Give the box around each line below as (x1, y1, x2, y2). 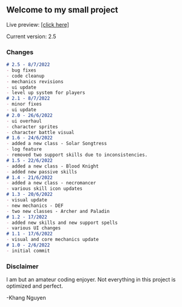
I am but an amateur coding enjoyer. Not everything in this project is (6, 276, 176, 283)
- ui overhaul (6, 118, 42, 124)
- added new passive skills (6, 169, 78, 175)
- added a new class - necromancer (6, 180, 96, 186)
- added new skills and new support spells (6, 220, 118, 226)
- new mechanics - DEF (6, 203, 64, 209)
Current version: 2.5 (6, 33, 56, 40)
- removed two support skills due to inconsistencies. (6, 152, 148, 158)
